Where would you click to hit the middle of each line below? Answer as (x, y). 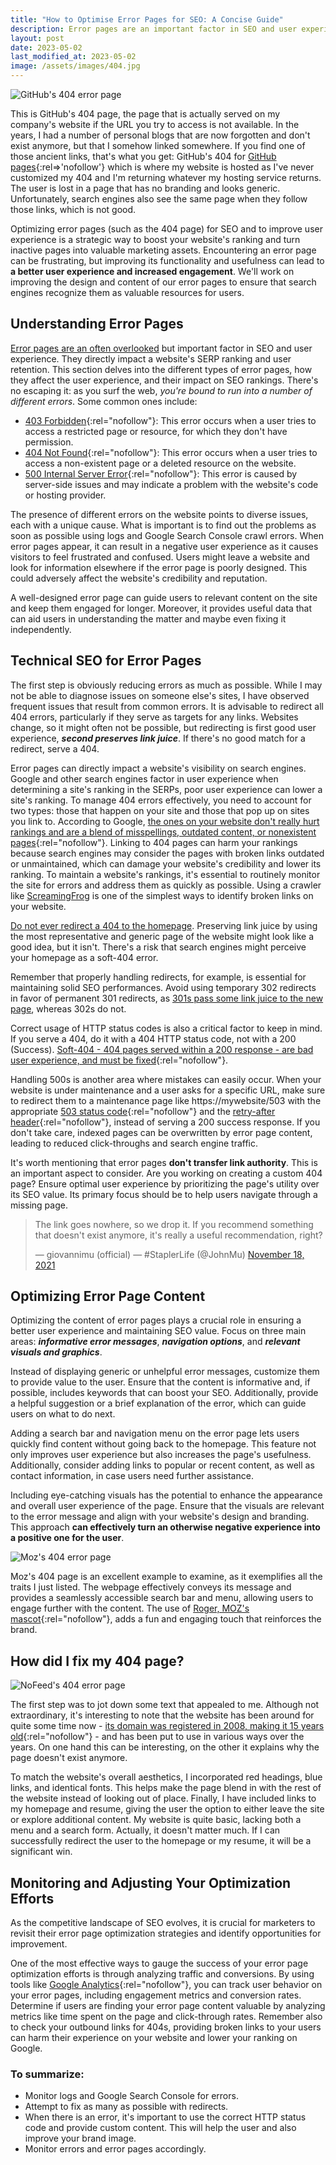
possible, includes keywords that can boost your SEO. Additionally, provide (164, 1393)
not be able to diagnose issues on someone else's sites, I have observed (160, 695)
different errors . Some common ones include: (104, 401)
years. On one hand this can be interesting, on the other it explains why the (165, 1747)
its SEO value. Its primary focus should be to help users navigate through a (164, 1194)
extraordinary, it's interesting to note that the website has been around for (162, 1715)
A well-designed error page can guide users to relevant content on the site (164, 597)
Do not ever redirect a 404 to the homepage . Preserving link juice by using (164, 925)
